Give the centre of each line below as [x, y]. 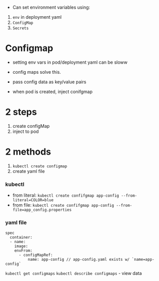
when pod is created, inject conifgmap [52, 91]
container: [21, 238]
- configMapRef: [36, 255]
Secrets [20, 28]
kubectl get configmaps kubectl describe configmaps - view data [74, 273]
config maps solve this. [37, 72]
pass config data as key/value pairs [49, 82]
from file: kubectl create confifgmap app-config [63, 205]
